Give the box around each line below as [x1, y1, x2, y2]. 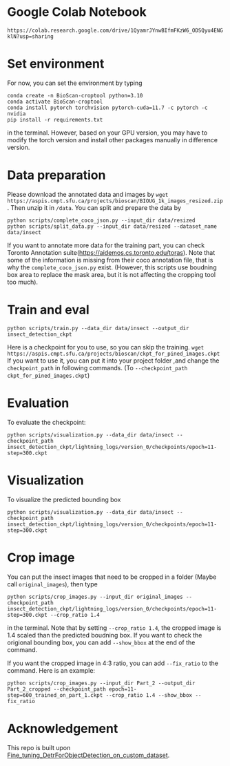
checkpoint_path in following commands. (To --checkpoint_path [7, 363, 188, 372]
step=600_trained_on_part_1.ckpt [7, 691, 103, 698]
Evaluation [7, 395, 70, 411]
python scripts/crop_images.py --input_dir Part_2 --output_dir [7, 680, 196, 687]
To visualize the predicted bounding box [7, 495, 121, 504]
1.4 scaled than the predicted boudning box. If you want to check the [7, 631, 202, 639]
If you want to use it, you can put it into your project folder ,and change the [7, 356, 220, 365]
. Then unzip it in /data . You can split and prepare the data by [7, 203, 181, 211]
